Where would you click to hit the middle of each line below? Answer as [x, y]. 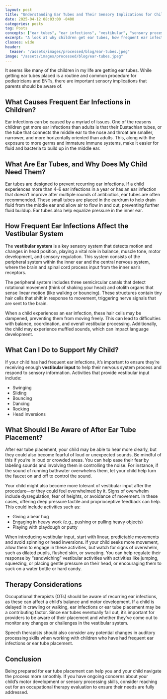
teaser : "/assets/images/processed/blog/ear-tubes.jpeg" [70, 51]
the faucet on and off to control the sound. [48, 476]
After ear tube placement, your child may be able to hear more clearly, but [81, 449]
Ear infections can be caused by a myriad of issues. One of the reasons [78, 122]
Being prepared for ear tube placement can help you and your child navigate [83, 671]
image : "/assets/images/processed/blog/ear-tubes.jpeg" [64, 56]
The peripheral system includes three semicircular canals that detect [75, 282]
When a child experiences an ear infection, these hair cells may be [73, 313]
